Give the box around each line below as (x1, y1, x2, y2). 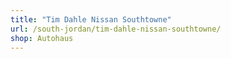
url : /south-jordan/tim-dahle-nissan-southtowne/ (10, 24, 222, 34)
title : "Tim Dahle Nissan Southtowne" (10, 14, 172, 25)
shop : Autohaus (10, 33, 74, 43)
